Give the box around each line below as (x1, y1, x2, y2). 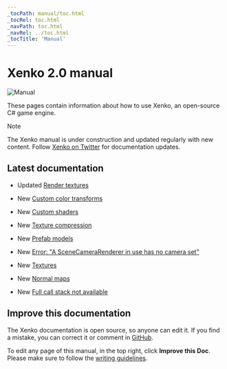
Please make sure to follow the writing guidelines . (7, 354, 148, 362)
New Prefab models (17, 234, 74, 242)
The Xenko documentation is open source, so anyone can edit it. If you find (7, 326, 220, 334)
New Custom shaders (17, 207, 79, 215)
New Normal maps (17, 274, 70, 282)
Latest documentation (7, 162, 105, 174)
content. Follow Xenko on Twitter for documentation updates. (7, 143, 181, 151)
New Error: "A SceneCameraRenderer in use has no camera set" (17, 247, 199, 255)
